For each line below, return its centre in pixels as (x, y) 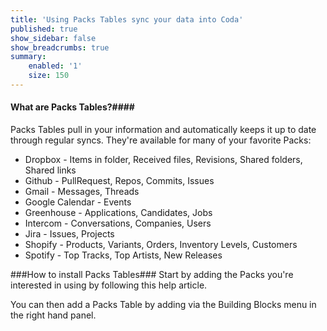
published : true (44, 29)
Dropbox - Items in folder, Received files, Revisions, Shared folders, (163, 160)
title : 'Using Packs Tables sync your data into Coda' (127, 19)
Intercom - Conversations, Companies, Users (118, 223)
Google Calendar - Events (78, 202)
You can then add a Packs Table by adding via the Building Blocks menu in (163, 305)
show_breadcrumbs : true (60, 47)
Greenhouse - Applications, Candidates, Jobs (118, 213)
